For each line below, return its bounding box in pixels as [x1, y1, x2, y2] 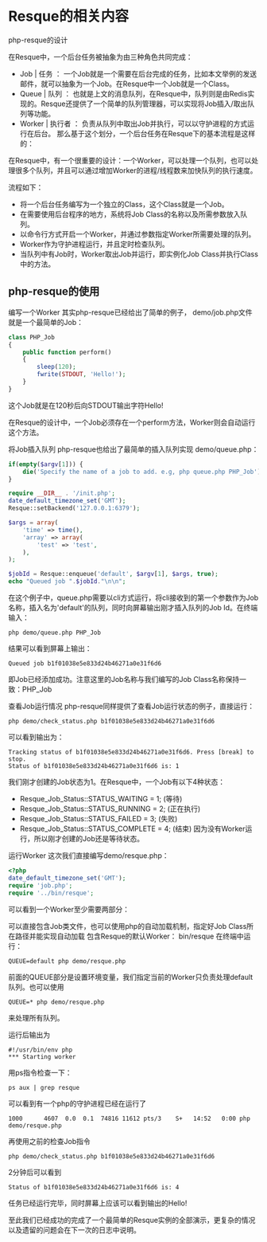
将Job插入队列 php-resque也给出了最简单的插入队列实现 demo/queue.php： [8, 444, 259, 454]
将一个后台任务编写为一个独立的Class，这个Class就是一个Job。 [19, 199, 229, 209]
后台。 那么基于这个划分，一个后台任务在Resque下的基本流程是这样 [33, 128, 256, 138]
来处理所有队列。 [8, 1013, 64, 1022]
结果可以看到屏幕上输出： [8, 644, 92, 653]
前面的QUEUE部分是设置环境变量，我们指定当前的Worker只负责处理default [8, 972, 253, 981]
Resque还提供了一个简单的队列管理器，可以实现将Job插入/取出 [41, 99, 248, 108]
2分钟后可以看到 [8, 1167, 62, 1177]
